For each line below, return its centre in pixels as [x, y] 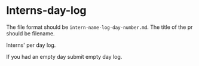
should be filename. [30, 33]
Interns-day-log [46, 10]
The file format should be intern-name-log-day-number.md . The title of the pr [99, 27]
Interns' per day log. [31, 45]
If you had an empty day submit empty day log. [64, 56]
